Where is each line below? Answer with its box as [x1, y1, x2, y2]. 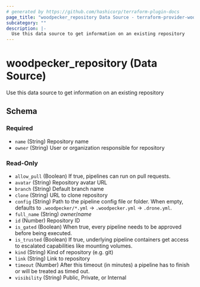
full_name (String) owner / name [14, 211, 92, 218]
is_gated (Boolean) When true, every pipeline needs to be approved [14, 223, 182, 230]
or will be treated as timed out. [14, 268, 90, 275]
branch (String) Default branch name [14, 186, 104, 193]
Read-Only [6, 159, 39, 167]
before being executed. [14, 230, 73, 237]
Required [6, 124, 33, 132]
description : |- [6, 25, 46, 32]
